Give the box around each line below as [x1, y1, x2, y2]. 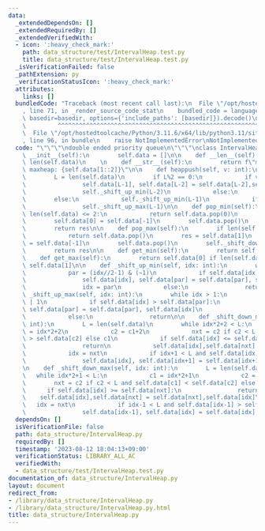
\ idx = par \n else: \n [22, 284, 189, 292]
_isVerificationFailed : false [15, 63, 114, 71]
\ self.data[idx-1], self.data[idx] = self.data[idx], [22, 409, 259, 416]
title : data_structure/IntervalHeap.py [8, 511, 140, 519]
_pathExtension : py [15, 70, 80, 78]
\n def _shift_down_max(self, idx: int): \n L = [22, 364, 217, 372]
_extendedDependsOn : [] [15, 19, 93, 27]
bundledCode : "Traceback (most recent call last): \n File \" [15, 100, 224, 107]
